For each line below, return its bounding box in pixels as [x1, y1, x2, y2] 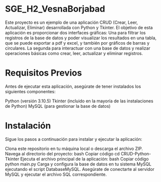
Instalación [5, 120, 51, 132]
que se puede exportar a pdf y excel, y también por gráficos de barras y [5, 40, 150, 46]
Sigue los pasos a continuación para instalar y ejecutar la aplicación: [5, 136, 143, 142]
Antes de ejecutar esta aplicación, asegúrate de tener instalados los [5, 83, 141, 89]
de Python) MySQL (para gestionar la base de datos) [5, 103, 111, 109]
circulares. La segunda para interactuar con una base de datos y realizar [5, 45, 151, 51]
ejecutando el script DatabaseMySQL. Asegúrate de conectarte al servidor [5, 166, 155, 172]
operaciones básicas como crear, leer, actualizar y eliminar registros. [5, 50, 143, 56]
